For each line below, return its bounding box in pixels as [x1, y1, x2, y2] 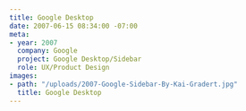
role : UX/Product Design [17, 64, 110, 73]
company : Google [17, 47, 78, 55]
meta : [9, 30, 30, 38]
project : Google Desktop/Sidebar [17, 55, 142, 64]
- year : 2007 [9, 38, 58, 47]
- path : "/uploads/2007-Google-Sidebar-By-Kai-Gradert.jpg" [9, 80, 239, 89]
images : [9, 72, 38, 81]
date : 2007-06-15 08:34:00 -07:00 [9, 21, 139, 30]
